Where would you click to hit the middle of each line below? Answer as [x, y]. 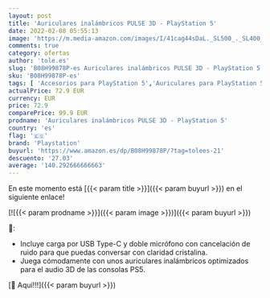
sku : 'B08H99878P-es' [45, 76]
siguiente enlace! [37, 197]
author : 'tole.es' [39, 61]
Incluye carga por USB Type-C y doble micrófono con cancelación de [135, 244]
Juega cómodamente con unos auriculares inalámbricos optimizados [134, 261]
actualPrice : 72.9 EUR [46, 91]
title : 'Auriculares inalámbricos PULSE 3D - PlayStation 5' [113, 23]
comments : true [34, 46]
